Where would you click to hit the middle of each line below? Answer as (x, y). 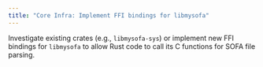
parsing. (22, 54)
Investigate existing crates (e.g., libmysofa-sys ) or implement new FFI (121, 38)
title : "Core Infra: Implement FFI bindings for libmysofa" (109, 15)
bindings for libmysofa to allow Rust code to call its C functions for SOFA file (132, 46)
